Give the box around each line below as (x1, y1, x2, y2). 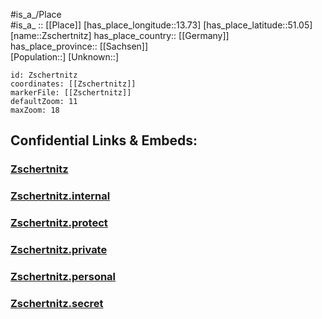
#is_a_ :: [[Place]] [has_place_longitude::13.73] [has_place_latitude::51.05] (10, 19, 313, 31)
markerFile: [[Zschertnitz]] (10, 88, 132, 98)
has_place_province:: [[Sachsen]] (10, 40, 149, 52)
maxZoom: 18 (10, 105, 60, 115)
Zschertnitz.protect (10, 216, 108, 230)
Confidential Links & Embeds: (10, 132, 198, 149)
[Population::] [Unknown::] (10, 51, 120, 63)
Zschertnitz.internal (10, 189, 111, 203)
